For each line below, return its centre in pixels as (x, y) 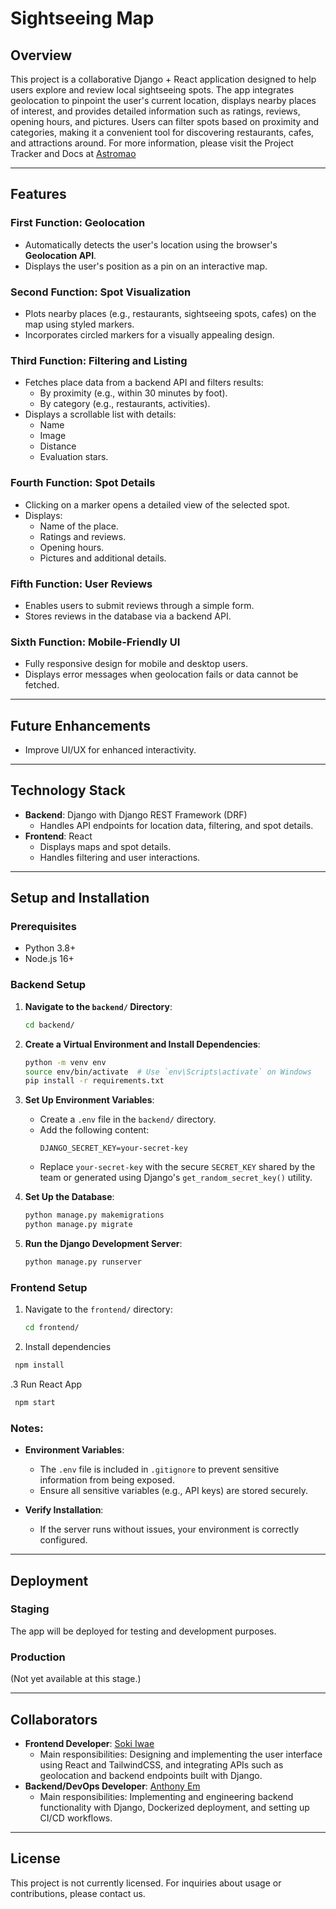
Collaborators (54, 1719)
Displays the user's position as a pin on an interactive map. (146, 266)
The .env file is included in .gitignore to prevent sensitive (159, 1469)
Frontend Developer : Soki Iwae (89, 1743)
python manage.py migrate (78, 1225)
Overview (41, 55)
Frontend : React (58, 836)
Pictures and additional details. (103, 558)
